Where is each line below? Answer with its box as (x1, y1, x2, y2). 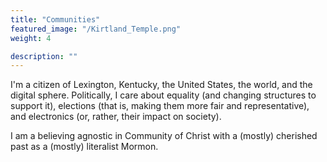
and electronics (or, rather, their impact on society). (10, 111, 222, 123)
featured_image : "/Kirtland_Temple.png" (10, 24, 182, 34)
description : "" (10, 51, 78, 61)
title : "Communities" (10, 14, 101, 25)
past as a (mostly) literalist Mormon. (10, 141, 159, 153)
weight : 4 (10, 33, 52, 43)
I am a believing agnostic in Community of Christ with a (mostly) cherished (10, 130, 318, 142)
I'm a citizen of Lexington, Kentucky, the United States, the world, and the (10, 79, 313, 91)
